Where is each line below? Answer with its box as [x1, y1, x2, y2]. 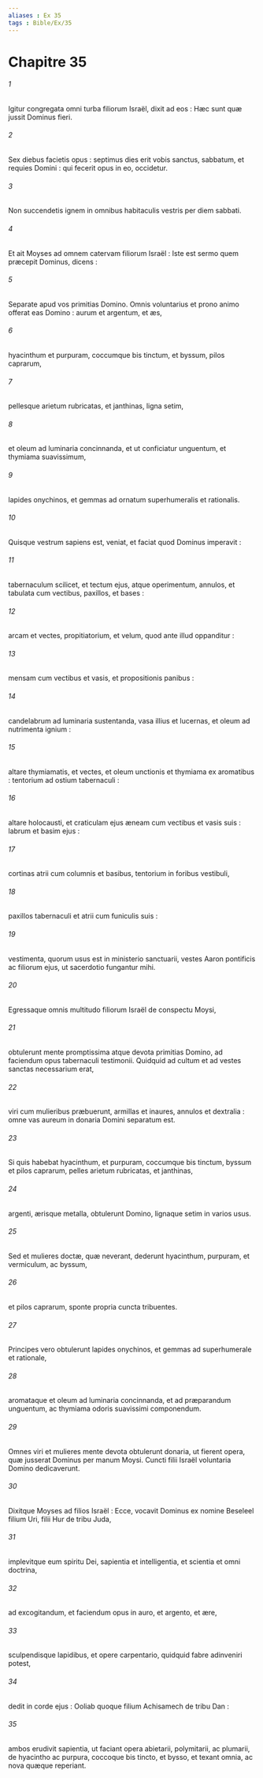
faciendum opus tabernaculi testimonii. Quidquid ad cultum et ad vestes [8, 1055, 242, 1065]
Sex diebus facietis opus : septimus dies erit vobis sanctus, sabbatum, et [8, 155, 245, 164]
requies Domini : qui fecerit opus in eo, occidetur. [8, 164, 168, 173]
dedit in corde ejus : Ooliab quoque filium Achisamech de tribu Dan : [8, 1701, 230, 1711]
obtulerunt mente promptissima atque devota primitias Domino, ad [8, 1047, 223, 1057]
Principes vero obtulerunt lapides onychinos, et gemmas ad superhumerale [8, 1344, 252, 1355]
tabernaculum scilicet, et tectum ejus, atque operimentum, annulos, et [8, 580, 235, 589]
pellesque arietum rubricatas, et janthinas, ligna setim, [8, 401, 183, 411]
